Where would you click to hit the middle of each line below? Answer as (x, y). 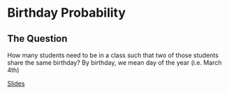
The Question (37, 39)
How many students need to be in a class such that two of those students (113, 55)
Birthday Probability (67, 13)
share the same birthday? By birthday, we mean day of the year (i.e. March (114, 63)
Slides (16, 84)
